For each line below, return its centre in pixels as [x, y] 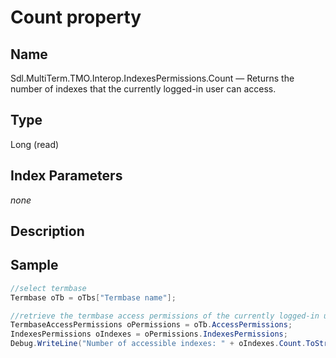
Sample [34, 265]
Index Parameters [66, 176]
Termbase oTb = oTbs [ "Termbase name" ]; [93, 297]
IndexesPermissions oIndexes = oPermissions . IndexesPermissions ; [149, 334]
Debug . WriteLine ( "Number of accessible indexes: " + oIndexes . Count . [158, 344]
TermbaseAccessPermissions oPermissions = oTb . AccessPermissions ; [151, 325]
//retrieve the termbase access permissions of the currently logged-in [165, 316]
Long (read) [35, 144]
